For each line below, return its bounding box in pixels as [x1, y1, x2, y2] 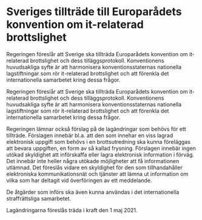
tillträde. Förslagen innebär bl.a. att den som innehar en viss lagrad [6, 132, 173, 139]
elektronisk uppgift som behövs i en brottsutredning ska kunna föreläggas [6, 138, 191, 145]
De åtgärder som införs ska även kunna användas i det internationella [6, 188, 180, 195]
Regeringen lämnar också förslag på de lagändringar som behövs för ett [6, 125, 186, 132]
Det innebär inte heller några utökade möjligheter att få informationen [6, 157, 180, 164]
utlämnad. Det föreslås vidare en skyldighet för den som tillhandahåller [6, 164, 183, 171]
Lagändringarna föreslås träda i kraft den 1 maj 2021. [6, 206, 138, 213]
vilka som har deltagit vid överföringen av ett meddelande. [6, 176, 152, 184]
